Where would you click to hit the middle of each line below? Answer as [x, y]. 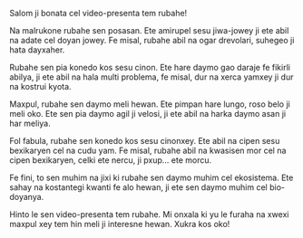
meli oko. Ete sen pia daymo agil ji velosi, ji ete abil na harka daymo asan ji [148, 114]
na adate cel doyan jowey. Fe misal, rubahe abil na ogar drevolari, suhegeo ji [152, 40]
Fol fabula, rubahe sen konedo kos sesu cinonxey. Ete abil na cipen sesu [145, 141]
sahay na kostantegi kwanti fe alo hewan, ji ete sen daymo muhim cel [138, 187]
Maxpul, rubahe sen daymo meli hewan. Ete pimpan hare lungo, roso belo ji [150, 104]
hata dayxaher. [37, 50]
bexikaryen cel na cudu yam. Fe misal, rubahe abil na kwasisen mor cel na [148, 150]
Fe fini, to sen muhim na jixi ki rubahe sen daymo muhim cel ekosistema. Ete [151, 177]
